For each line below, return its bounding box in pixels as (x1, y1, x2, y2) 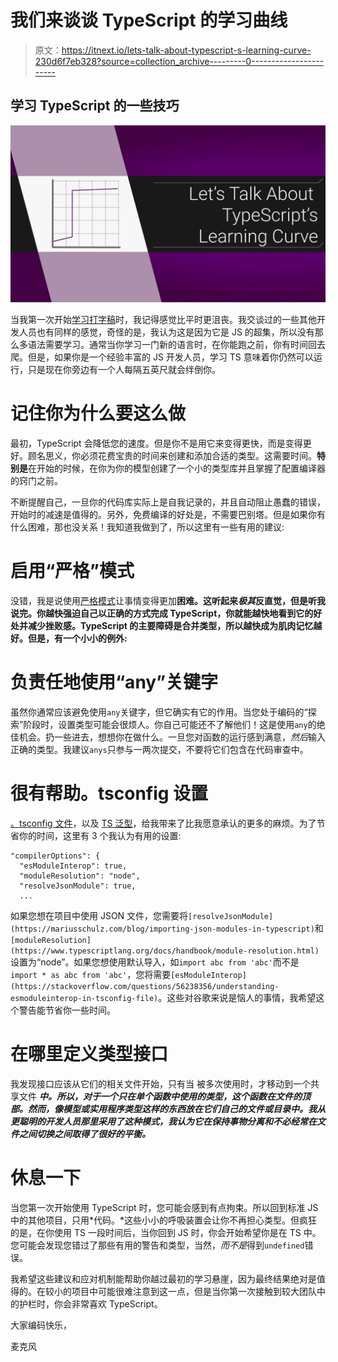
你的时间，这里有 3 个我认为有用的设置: (18, 830, 182, 841)
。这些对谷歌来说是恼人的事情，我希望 (158, 992, 317, 1003)
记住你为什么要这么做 (10, 402, 187, 425)
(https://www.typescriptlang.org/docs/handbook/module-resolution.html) (10, 946, 320, 956)
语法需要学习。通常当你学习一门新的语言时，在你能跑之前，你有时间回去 (27, 339, 326, 351)
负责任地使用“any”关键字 (10, 671, 219, 694)
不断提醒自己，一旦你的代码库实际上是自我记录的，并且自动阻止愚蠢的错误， (10, 496, 326, 508)
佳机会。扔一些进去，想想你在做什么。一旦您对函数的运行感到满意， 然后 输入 (10, 731, 326, 743)
